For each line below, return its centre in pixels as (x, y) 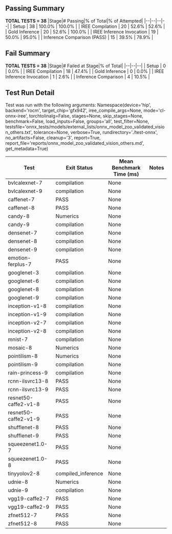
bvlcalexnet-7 (25, 183)
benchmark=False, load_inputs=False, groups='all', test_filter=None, (77, 121)
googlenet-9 (24, 298)
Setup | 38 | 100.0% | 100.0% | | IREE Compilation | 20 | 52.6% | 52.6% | (89, 26)
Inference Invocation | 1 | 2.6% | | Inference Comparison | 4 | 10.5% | (78, 77)
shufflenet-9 (24, 436)
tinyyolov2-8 (24, 473)
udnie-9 (18, 490)
